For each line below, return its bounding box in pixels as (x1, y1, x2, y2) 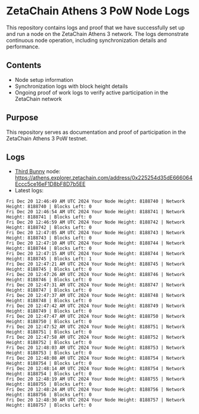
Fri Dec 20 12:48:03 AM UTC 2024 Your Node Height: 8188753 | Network (6, 345, 185, 351)
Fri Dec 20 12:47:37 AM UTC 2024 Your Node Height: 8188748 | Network (6, 293, 185, 299)
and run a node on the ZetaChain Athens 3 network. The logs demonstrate (6, 30, 189, 37)
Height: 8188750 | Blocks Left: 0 (6, 318, 92, 325)
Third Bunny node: (14, 168, 61, 175)
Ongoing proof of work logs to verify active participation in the (14, 88, 169, 96)
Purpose (6, 112, 39, 123)
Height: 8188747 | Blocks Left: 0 (6, 287, 92, 293)
